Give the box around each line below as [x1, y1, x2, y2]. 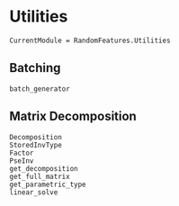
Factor [9, 148, 34, 157]
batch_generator [9, 84, 70, 94]
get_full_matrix [9, 172, 70, 181]
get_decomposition [9, 164, 78, 173]
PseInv [9, 156, 34, 166]
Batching [9, 60, 61, 76]
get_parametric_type [9, 180, 87, 189]
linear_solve [9, 187, 58, 197]
